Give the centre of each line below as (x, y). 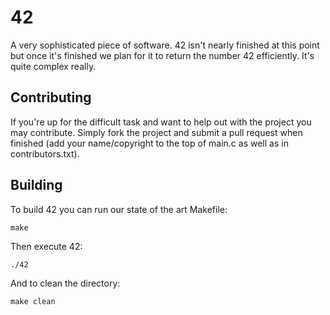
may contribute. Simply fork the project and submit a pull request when (156, 132)
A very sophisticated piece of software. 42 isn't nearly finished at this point (165, 45)
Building (36, 185)
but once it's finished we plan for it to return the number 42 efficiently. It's (162, 55)
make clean (33, 301)
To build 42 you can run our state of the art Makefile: (119, 209)
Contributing (51, 97)
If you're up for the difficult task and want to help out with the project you (161, 122)
